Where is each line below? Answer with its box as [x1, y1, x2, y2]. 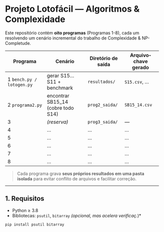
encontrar [46, 92, 70, 99]
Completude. [5, 40, 31, 46]
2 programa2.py [7, 101, 42, 108]
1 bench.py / [7, 76, 38, 82]
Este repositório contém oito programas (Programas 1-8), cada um [5, 30, 140, 36]
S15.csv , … [124, 78, 149, 85]
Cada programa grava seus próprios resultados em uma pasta [17, 171, 144, 176]
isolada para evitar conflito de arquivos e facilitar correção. [17, 175, 137, 181]
